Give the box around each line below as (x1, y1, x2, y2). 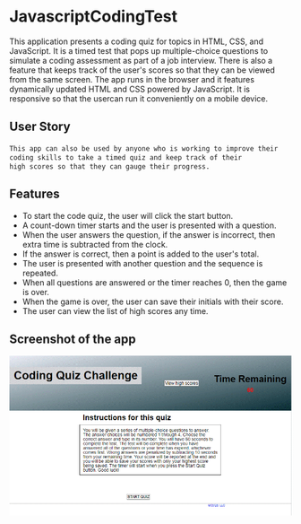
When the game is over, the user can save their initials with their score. (21, 296, 284, 307)
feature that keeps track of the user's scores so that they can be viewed (9, 65, 275, 75)
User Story (9, 119, 71, 135)
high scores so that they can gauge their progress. (9, 162, 211, 171)
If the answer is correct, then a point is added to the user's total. (21, 249, 260, 259)
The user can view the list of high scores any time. (21, 305, 209, 316)
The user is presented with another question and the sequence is (21, 258, 263, 268)
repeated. (21, 267, 58, 278)
